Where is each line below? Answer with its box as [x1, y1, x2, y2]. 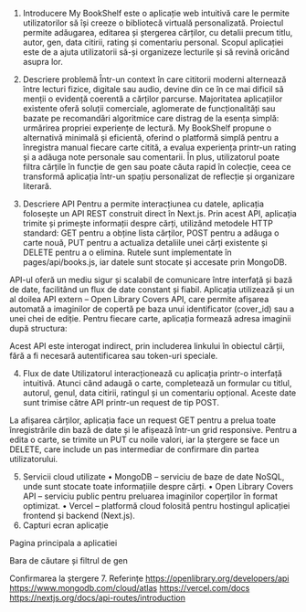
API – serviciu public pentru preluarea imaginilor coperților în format [22, 491, 279, 501]
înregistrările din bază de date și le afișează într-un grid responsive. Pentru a [9, 425, 298, 435]
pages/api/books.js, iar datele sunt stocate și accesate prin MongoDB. [22, 257, 288, 268]
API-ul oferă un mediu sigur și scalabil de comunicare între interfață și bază [9, 274, 293, 285]
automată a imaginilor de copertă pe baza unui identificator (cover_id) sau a [9, 303, 295, 314]
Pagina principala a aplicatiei [9, 538, 118, 548]
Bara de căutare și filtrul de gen [9, 555, 128, 565]
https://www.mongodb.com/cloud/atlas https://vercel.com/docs [9, 583, 250, 593]
